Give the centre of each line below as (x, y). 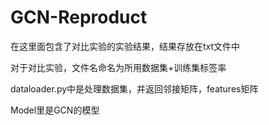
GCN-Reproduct (79, 17)
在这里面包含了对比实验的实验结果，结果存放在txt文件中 (125, 46)
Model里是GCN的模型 (55, 110)
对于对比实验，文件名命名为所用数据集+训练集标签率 (118, 67)
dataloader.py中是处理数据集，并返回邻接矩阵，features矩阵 (134, 88)
